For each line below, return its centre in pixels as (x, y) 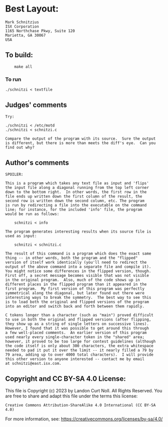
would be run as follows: (32, 214)
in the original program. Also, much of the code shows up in (73, 280)
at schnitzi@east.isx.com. (33, 363)
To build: (19, 55)
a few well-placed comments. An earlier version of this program (76, 333)
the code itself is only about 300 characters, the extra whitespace (79, 346)
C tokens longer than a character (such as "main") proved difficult (79, 315)
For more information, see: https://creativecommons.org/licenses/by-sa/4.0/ (84, 419)
